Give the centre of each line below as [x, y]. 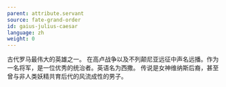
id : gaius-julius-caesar [42, 26]
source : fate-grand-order [44, 20]
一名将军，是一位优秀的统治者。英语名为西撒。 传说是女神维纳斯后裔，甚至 [113, 68]
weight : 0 [21, 39]
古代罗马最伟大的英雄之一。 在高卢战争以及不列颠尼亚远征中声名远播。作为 [113, 60]
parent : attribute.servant [46, 13]
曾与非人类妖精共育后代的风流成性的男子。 [67, 77]
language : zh [26, 33]
